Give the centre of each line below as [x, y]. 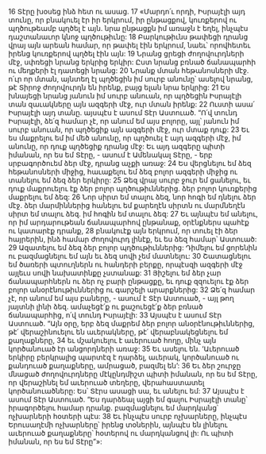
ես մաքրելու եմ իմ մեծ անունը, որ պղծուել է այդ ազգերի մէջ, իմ [125, 138]
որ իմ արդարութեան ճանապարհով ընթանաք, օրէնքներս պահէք [129, 222]
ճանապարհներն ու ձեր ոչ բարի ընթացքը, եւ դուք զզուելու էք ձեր [129, 281]
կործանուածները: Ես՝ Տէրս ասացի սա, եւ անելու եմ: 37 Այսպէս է [126, 391]
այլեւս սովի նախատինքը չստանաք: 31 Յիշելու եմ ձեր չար [115, 273]
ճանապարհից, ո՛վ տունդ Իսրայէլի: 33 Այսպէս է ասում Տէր [115, 315]
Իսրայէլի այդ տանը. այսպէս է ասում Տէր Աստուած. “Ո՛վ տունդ [123, 113]
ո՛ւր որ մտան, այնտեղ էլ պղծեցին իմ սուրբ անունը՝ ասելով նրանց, [131, 79]
